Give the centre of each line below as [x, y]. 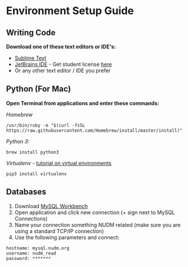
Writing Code [31, 33]
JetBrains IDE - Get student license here [63, 64]
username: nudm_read [31, 253]
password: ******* [28, 258]
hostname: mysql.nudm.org [38, 248]
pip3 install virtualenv [36, 174]
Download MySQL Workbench [51, 206]
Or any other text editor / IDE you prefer [63, 71]
